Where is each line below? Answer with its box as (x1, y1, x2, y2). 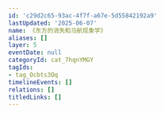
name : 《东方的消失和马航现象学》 (8, 26, 107, 34)
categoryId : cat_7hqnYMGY (8, 56, 93, 64)
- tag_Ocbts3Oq (8, 71, 59, 79)
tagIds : (8, 64, 34, 72)
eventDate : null (8, 49, 62, 56)
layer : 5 (8, 41, 37, 49)
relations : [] (8, 85, 55, 94)
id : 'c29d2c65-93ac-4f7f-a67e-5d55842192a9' (8, 11, 158, 20)
